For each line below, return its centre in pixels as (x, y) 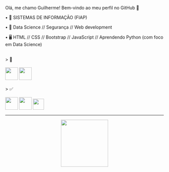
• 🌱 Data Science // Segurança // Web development (59, 27)
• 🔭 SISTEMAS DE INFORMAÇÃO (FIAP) (46, 17)
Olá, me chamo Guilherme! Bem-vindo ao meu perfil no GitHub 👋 (72, 8)
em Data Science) (24, 44)
